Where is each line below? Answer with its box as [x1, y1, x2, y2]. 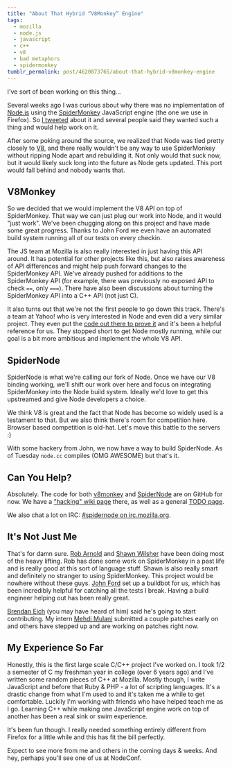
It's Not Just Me [7, 531, 78, 543]
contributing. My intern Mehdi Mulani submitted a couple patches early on [7, 614, 219, 623]
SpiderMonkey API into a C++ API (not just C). [7, 291, 139, 300]
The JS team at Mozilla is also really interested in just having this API [7, 247, 203, 255]
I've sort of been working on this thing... [7, 87, 121, 96]
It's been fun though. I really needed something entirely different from [7, 725, 206, 734]
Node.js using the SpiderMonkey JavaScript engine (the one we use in [7, 108, 208, 117]
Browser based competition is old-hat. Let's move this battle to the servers [7, 423, 220, 432]
